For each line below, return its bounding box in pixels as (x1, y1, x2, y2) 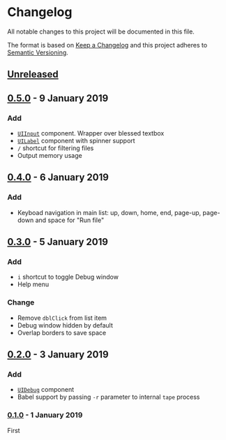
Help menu (17, 280, 50, 288)
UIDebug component (17, 386, 75, 394)
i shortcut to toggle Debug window (17, 273, 119, 281)
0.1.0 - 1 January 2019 (7, 410, 83, 420)
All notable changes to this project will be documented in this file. (7, 27, 195, 36)
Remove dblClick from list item (17, 314, 107, 322)
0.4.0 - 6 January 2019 (7, 172, 110, 184)
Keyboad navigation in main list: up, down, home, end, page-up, (17, 208, 202, 217)
